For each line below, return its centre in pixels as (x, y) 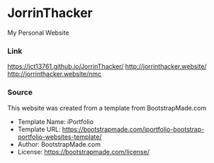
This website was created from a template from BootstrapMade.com (107, 108)
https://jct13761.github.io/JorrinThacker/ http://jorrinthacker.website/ (107, 67)
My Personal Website (38, 33)
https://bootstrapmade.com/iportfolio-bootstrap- (133, 129)
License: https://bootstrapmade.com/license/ (84, 152)
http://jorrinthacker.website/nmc (55, 74)
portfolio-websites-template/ (60, 137)
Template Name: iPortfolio (56, 121)
